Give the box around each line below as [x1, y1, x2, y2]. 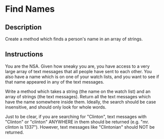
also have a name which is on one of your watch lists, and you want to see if [5, 74, 160, 80]
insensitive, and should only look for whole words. [5, 104, 107, 110]
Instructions [5, 50, 43, 58]
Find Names [5, 3, 55, 15]
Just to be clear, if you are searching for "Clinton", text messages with [5, 113, 147, 119]
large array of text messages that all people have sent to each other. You [5, 68, 152, 74]
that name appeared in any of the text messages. [5, 79, 105, 84]
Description [5, 23, 42, 31]
